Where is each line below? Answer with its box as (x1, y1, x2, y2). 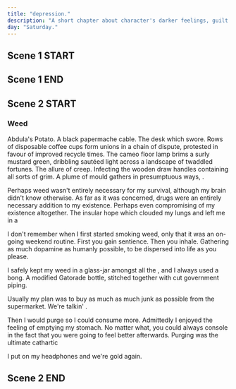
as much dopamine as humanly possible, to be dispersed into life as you (7, 244, 217, 253)
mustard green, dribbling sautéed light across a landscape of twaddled (7, 157, 213, 166)
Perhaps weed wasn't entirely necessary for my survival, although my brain (7, 186, 227, 194)
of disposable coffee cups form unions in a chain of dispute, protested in (7, 142, 218, 150)
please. (7, 252, 29, 261)
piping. (7, 280, 27, 289)
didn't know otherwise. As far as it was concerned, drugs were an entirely (7, 193, 222, 202)
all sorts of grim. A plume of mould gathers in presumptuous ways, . (7, 172, 204, 181)
